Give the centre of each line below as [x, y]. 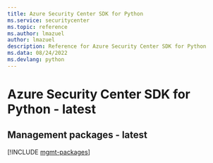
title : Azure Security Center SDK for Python [75, 14]
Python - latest [52, 109]
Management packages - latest [78, 135]
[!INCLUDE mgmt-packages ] [49, 152]
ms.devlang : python [36, 60]
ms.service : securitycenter [49, 20]
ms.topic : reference [38, 27]
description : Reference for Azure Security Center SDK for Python [107, 46]
